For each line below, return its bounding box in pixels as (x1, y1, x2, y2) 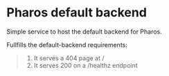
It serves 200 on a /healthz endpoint (33, 61, 138, 69)
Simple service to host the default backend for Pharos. (6, 27, 162, 36)
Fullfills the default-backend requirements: (6, 40, 127, 49)
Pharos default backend (6, 5, 147, 21)
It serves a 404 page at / (33, 53, 105, 62)
